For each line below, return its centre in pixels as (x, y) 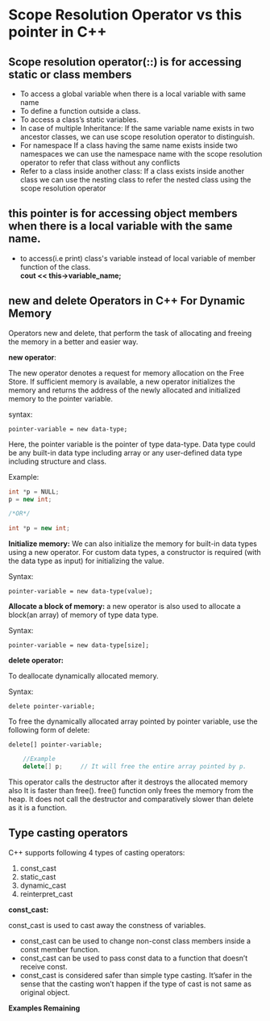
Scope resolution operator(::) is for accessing (125, 62)
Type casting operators (69, 833)
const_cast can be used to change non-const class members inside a (135, 941)
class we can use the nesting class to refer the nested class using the (135, 180)
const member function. (60, 949)
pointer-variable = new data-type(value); (81, 591)
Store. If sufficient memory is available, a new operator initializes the (122, 381)
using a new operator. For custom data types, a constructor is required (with (135, 553)
